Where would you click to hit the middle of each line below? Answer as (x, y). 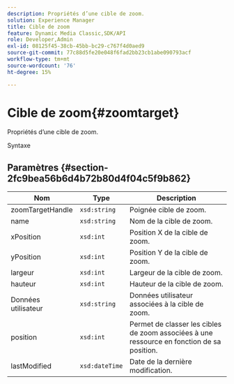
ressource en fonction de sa (175, 341)
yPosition (26, 257)
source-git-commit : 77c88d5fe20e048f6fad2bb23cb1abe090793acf (99, 53)
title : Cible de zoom (39, 27)
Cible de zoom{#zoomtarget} (93, 113)
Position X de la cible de (169, 232)
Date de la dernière (161, 362)
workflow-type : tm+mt (39, 59)
